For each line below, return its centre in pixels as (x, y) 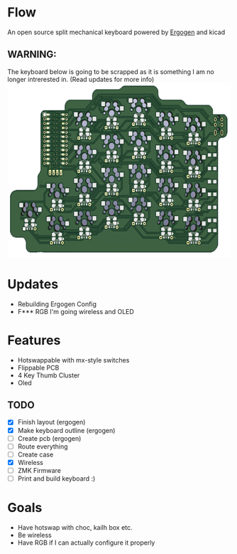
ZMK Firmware (39, 470)
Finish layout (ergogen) (51, 422)
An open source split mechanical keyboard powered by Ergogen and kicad (116, 32)
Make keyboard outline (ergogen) (66, 430)
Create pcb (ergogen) (49, 438)
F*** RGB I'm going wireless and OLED (76, 311)
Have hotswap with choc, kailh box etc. (75, 527)
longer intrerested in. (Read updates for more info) (81, 79)
